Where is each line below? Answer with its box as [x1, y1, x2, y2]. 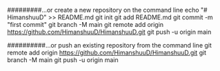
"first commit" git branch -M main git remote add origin [7, 21, 164, 28]
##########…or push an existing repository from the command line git [7, 41, 212, 49]
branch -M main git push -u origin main [7, 56, 119, 64]
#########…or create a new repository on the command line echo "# [7, 6, 208, 14]
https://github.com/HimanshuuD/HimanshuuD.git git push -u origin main [7, 28, 212, 36]
